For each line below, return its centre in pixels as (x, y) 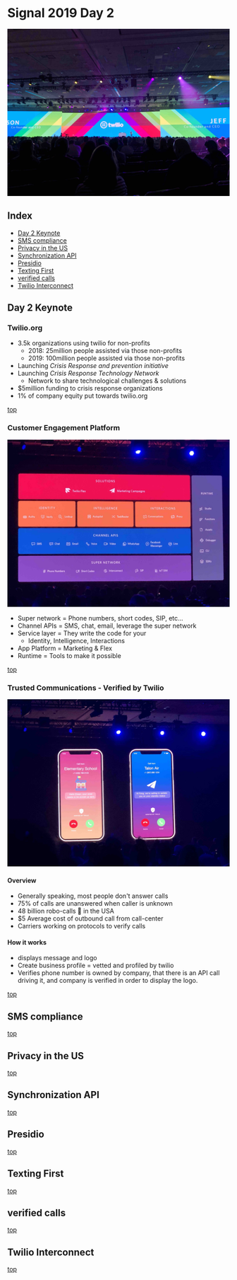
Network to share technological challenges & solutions (107, 381)
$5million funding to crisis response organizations (90, 388)
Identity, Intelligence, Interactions (77, 640)
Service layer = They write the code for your (82, 633)
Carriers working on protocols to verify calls (81, 926)
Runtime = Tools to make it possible (69, 655)
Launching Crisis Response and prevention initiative (93, 366)
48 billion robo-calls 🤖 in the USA (66, 911)
